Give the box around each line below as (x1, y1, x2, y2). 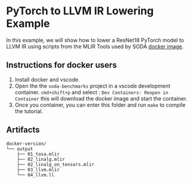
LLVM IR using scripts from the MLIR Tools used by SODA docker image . (6, 43, 184, 50)
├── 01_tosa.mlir (17, 151, 60, 157)
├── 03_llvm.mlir (17, 167, 60, 173)
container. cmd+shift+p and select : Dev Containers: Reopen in (14, 88, 169, 96)
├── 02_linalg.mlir (17, 156, 66, 162)
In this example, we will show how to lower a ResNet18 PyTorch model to (6, 36, 185, 43)
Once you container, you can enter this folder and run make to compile (14, 101, 186, 108)
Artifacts (6, 125, 40, 135)
